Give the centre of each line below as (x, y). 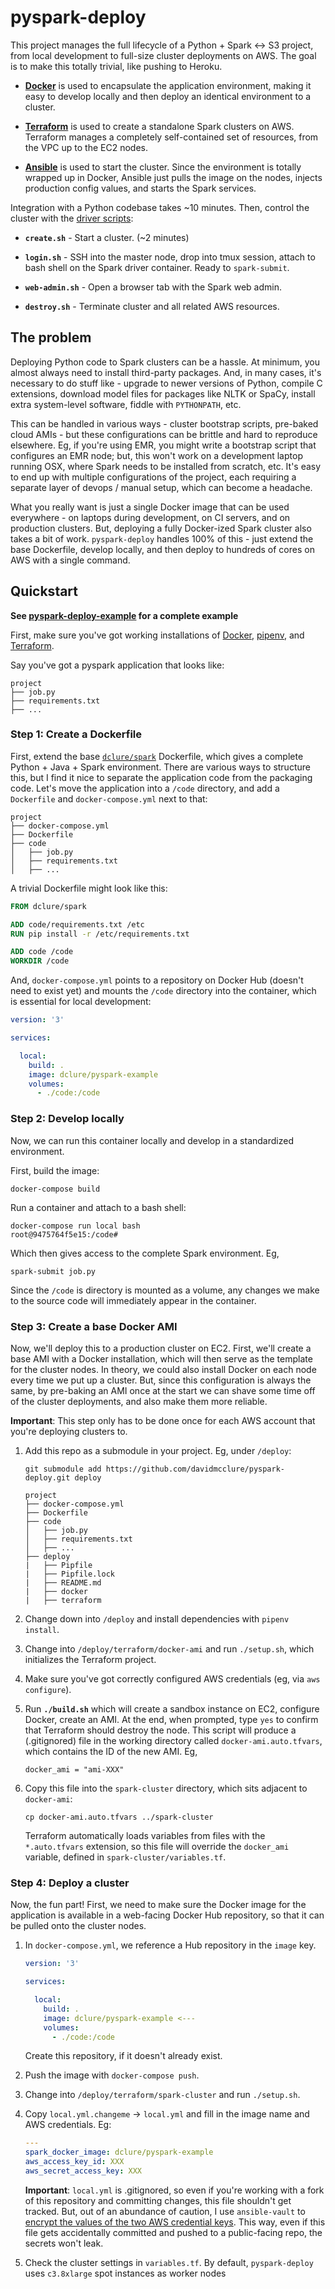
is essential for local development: (81, 1002)
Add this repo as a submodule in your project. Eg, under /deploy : (158, 1450)
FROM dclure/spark (48, 906)
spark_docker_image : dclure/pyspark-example (119, 2152)
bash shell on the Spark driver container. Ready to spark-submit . (157, 267)
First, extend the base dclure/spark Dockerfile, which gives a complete (157, 756)
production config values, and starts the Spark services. (140, 188)
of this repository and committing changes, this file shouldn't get (158, 2200)
